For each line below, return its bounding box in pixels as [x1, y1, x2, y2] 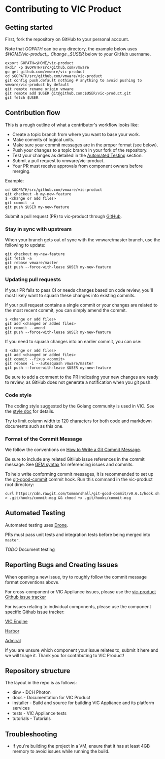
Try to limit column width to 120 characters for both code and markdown [5, 418, 152, 424]
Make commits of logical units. [12, 136, 75, 142]
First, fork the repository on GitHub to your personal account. [5, 36, 130, 42]
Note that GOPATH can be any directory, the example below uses [5, 46, 137, 51]
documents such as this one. [5, 423, 64, 429]
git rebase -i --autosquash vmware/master [5, 361, 94, 366]
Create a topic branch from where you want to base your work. [12, 131, 140, 137]
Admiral [5, 637, 21, 643]
